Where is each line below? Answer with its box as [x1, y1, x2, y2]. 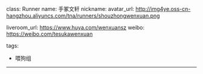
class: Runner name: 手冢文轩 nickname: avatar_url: [6, 5, 135, 12]
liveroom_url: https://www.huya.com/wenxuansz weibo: [6, 24, 145, 31]
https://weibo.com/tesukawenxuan [6, 30, 93, 38]
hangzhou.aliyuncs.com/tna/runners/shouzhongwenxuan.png [6, 12, 160, 19]
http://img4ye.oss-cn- [135, 5, 191, 12]
